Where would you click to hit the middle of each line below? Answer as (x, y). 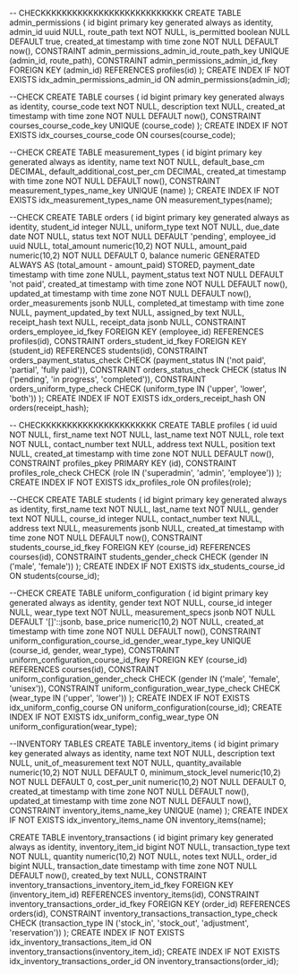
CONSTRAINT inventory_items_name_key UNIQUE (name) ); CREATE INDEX (149, 811)
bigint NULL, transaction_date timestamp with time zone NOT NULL (133, 866)
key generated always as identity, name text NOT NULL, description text (142, 753)
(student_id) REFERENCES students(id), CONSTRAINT (109, 350)
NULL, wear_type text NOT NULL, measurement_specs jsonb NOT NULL (142, 612)
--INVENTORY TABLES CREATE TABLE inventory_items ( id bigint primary (144, 744)
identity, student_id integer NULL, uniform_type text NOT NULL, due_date (145, 227)
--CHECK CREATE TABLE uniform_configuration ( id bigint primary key (139, 593)
